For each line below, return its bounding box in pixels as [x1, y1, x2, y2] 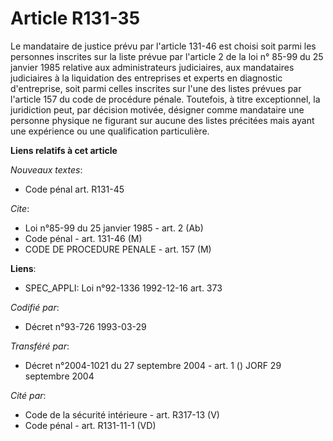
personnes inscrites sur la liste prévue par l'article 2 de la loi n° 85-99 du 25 [10, 50, 324, 62]
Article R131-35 [10, 7, 141, 30]
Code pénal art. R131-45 [24, 183, 125, 195]
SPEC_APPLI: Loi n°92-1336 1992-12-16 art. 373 [24, 282, 223, 294]
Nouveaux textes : [10, 163, 83, 176]
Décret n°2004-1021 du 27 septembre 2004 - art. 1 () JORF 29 [24, 359, 282, 371]
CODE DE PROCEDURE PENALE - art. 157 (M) [24, 243, 212, 255]
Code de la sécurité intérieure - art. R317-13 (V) [24, 408, 220, 421]
